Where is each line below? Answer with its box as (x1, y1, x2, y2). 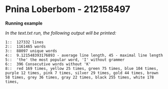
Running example (5, 20, 43, 26)
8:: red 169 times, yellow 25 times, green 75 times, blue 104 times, (5, 66, 158, 71)
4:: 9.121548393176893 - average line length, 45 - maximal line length (5, 53, 163, 58)
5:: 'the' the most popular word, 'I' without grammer (5, 57, 125, 62)
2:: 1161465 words (5, 44, 46, 49)
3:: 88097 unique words (5, 48, 57, 53)
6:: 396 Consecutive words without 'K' (5, 61, 92, 66)
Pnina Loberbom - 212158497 (5, 4, 131, 15)
